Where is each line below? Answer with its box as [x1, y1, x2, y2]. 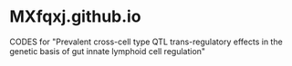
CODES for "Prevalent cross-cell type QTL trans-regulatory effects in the [9, 36, 283, 47]
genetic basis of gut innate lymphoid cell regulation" [9, 45, 206, 56]
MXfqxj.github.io [9, 6, 141, 27]
